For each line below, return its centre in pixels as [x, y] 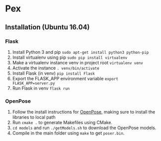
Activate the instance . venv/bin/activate [56, 68]
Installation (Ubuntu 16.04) [47, 27]
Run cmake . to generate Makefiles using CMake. [62, 123]
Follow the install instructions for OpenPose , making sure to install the [84, 112]
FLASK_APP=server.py [34, 83]
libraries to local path [34, 117]
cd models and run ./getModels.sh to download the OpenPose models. [84, 128]
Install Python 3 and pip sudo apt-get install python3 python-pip [80, 52]
